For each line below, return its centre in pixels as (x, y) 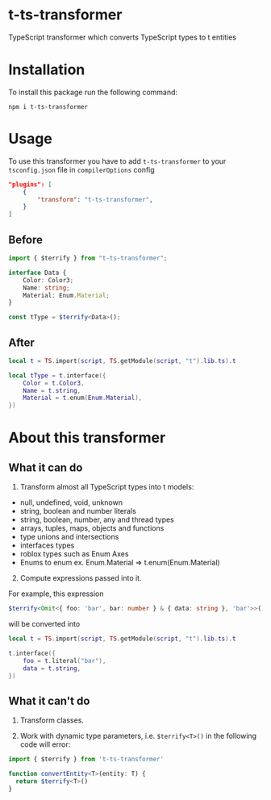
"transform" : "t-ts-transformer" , (95, 199)
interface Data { (38, 273)
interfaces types (47, 545)
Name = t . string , (52, 390)
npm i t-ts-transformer (48, 106)
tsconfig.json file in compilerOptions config (81, 169)
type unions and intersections (69, 537)
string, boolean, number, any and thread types (97, 520)
